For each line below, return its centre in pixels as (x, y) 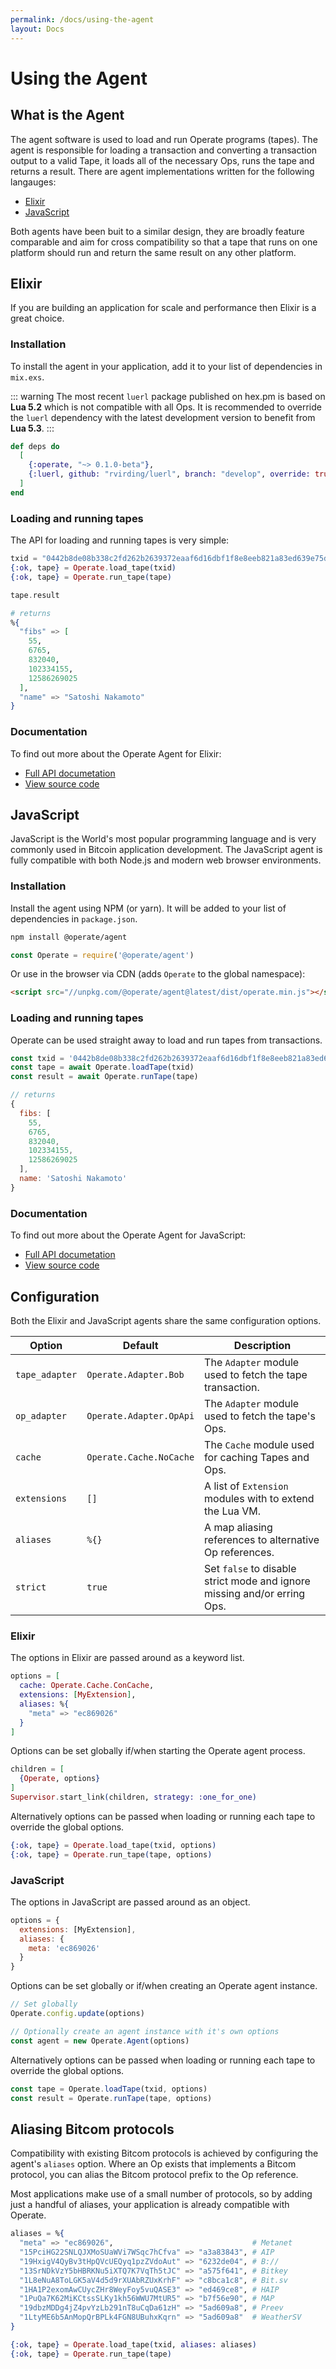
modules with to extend (259, 1498)
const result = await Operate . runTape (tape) (104, 1077)
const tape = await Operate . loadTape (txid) (102, 1067)
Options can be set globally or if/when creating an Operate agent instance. (164, 1986)
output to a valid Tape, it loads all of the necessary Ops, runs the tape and (162, 160)
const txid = (37, 1058)
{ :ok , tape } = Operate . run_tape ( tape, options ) (111, 1854)
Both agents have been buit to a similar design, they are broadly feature (157, 231)
